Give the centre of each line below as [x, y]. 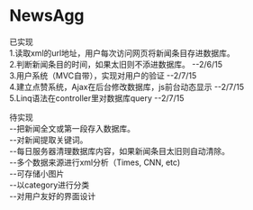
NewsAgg [47, 16]
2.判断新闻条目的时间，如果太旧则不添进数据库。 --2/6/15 [116, 64]
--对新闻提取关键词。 [49, 140]
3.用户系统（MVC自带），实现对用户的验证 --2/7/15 [103, 75]
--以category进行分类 [50, 185]
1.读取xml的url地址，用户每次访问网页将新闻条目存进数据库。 [122, 53]
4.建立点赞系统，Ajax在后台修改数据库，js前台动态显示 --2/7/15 [127, 87]
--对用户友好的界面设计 [53, 196]
